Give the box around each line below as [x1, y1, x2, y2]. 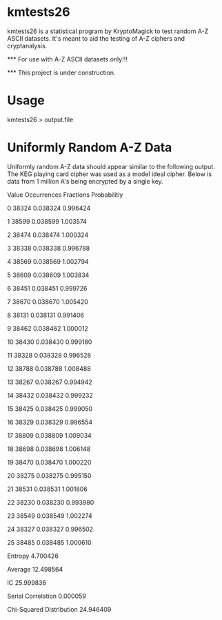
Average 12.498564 [7, 565, 63, 573]
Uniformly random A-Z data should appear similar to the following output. [7, 162, 215, 171]
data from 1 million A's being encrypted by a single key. [7, 177, 163, 185]
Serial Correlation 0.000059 [7, 592, 86, 600]
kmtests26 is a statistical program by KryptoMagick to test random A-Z [7, 27, 209, 35]
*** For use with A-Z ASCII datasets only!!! [7, 55, 128, 63]
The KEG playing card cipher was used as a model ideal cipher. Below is [7, 170, 212, 178]
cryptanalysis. [7, 41, 48, 50]
